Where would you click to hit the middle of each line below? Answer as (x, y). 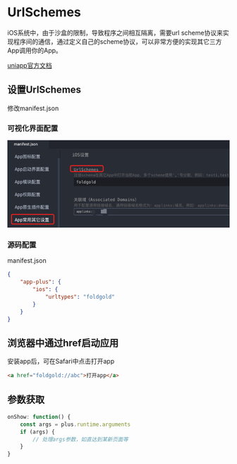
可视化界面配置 (33, 128)
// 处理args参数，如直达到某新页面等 (80, 439)
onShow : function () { (39, 417)
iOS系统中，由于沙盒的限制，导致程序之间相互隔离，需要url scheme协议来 (115, 32)
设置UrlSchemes (44, 90)
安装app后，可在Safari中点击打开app (61, 362)
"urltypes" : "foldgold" (80, 297)
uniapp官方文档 (30, 65)
